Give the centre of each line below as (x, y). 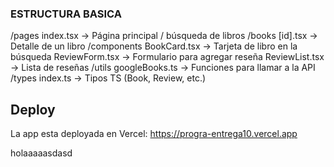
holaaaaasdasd (41, 153)
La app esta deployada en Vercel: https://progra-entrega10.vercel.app (154, 134)
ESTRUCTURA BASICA (66, 14)
